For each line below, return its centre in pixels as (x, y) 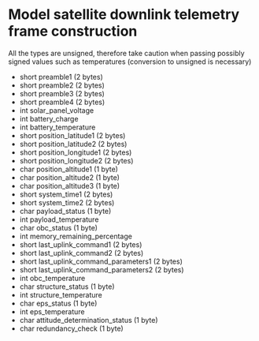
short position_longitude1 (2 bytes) (76, 152)
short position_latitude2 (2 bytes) (73, 144)
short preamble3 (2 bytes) (62, 93)
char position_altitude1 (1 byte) (68, 169)
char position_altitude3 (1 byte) (70, 185)
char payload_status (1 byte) (65, 211)
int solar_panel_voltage (57, 110)
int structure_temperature (61, 294)
